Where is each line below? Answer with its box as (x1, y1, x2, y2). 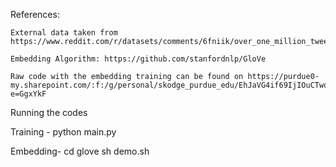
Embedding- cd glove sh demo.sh (10, 145, 150, 157)
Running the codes (10, 107, 88, 118)
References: (10, 9, 60, 20)
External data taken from (10, 28, 118, 38)
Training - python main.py (10, 126, 117, 138)
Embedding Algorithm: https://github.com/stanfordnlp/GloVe (10, 54, 267, 64)
